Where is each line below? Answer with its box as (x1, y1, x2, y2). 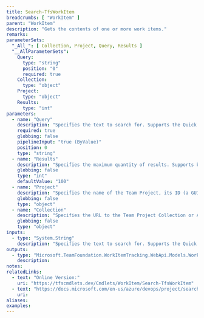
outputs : (6, 246, 29, 252)
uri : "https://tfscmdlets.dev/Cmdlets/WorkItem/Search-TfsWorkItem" (17, 280, 194, 286)
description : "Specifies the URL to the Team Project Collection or (17, 212, 194, 219)
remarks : (6, 32, 29, 38)
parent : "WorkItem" (6, 20, 56, 26)
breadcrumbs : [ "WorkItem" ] (6, 15, 80, 21)
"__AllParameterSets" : (12, 49, 69, 55)
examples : (6, 303, 32, 309)
